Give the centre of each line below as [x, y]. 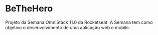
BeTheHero [29, 9]
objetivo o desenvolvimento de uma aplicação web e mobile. [68, 27]
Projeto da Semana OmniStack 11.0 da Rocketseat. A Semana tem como [79, 22]
